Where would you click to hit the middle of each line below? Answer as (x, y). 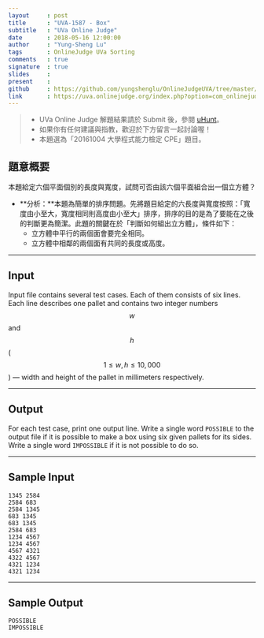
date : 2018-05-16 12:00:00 (65, 37)
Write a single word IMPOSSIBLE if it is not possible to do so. (103, 445)
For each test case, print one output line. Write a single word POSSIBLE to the (131, 428)
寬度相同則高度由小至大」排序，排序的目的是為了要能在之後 (157, 214)
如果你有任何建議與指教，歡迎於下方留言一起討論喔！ (125, 129)
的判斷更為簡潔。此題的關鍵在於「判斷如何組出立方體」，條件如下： (128, 224)
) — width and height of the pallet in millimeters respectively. (106, 377)
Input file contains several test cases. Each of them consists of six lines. (125, 295)
